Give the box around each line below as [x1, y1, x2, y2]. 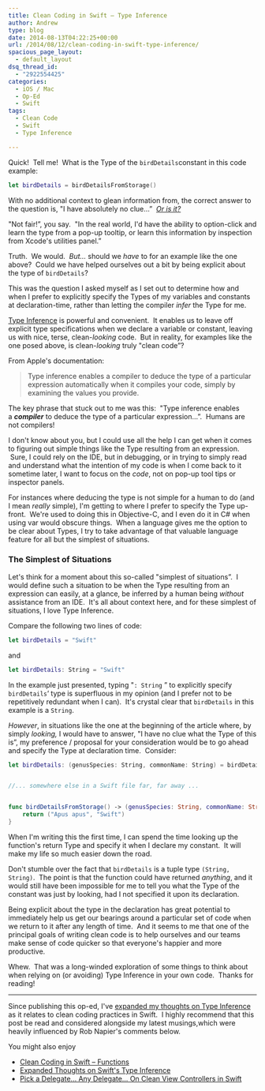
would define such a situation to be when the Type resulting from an [8, 580, 230, 590]
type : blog [8, 26, 44, 34]
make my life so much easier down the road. [8, 849, 152, 858]
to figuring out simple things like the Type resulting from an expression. [8, 444, 240, 453]
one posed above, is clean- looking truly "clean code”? [8, 340, 185, 350]
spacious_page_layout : [8, 48, 83, 56]
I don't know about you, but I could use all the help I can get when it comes [8, 435, 252, 444]
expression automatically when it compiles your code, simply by [27, 380, 236, 389]
